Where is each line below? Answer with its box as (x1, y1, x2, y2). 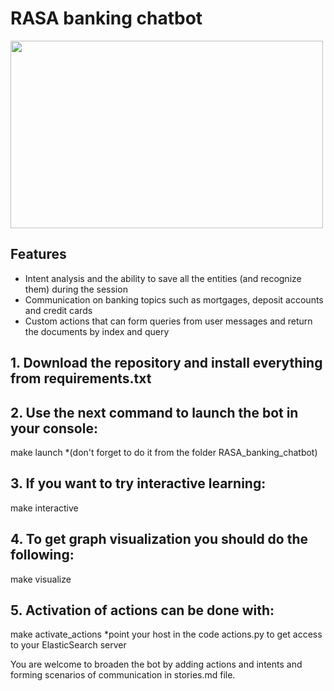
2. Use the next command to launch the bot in (10, 404, 299, 421)
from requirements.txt (10, 370, 152, 387)
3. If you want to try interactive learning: (10, 475, 267, 492)
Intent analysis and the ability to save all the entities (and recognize (24, 272, 302, 284)
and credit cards (24, 304, 93, 316)
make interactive (10, 502, 79, 514)
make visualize (10, 573, 72, 585)
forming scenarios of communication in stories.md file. (10, 669, 236, 681)
